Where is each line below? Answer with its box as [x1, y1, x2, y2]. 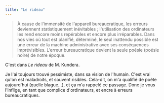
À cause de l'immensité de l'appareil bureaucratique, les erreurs [17, 21, 148, 27]
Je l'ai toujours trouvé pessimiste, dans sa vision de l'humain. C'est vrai [5, 71, 151, 77]
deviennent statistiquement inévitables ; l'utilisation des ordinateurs [17, 26, 155, 32]
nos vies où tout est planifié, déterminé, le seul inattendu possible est [17, 36, 159, 42]
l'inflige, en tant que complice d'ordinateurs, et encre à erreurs [5, 87, 133, 93]
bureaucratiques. [5, 92, 40, 98]
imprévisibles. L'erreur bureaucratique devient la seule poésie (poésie [17, 47, 160, 53]
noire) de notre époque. [17, 52, 66, 58]
